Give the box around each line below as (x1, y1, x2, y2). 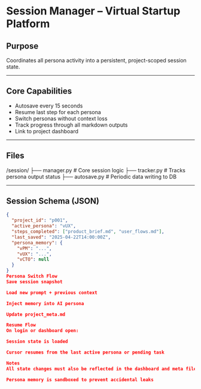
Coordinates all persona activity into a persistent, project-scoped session (6, 57, 187, 64)
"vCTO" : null (17, 256, 50, 262)
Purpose (6, 41, 39, 51)
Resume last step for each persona (14, 108, 102, 115)
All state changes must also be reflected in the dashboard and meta (6, 366, 184, 372)
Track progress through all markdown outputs (14, 121, 128, 128)
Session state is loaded (6, 339, 68, 345)
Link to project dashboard (14, 127, 79, 134)
